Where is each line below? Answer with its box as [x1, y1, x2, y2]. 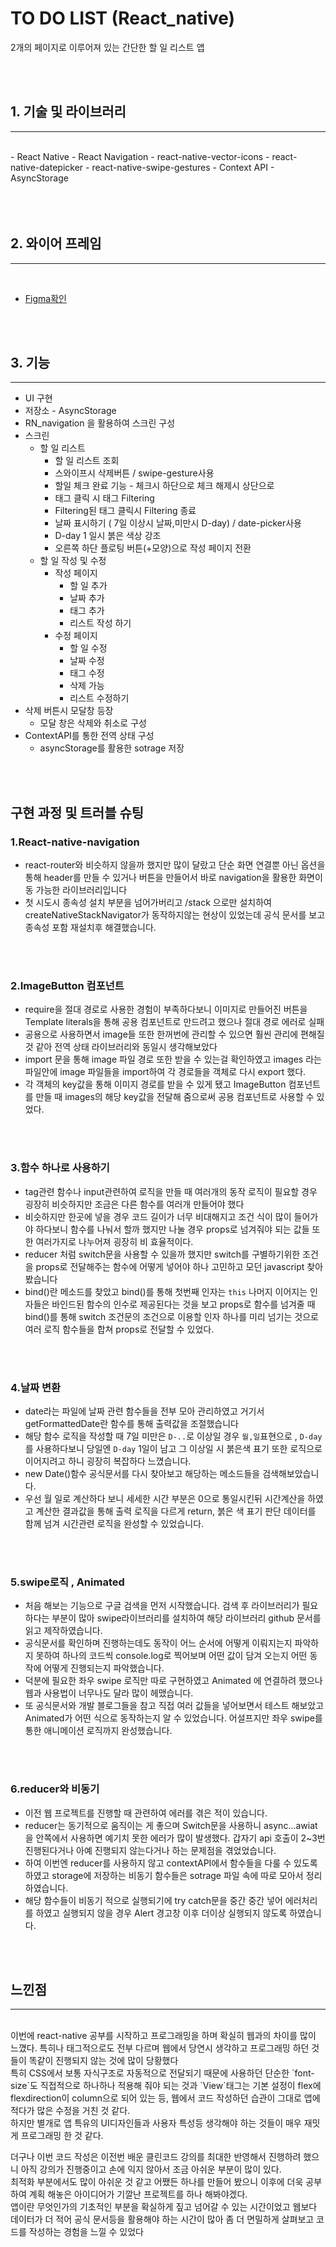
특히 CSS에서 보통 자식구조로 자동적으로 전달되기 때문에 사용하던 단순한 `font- [10, 2067, 315, 2079]
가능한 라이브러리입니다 [35, 884, 128, 896]
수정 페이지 [54, 630, 98, 642]
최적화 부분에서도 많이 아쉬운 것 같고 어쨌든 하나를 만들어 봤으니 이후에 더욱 [10, 2176, 304, 2188]
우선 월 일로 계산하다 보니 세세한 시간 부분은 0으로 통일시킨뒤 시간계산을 [24, 1492, 306, 1504]
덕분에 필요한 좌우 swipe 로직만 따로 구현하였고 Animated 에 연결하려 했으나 [24, 1675, 323, 1687]
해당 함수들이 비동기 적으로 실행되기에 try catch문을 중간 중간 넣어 [24, 1894, 283, 1906]
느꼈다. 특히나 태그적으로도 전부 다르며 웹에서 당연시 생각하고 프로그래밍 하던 [10, 2042, 310, 2054]
